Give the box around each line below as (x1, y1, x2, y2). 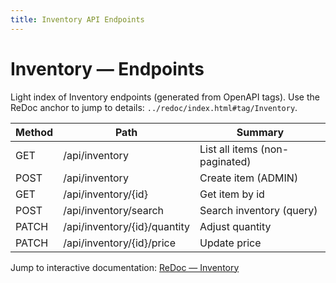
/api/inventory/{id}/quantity (63, 219, 191, 233)
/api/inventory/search (63, 203, 165, 217)
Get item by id (199, 187, 265, 201)
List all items (199, 142, 258, 156)
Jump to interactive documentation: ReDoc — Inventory (10, 261, 240, 273)
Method (15, 125, 54, 139)
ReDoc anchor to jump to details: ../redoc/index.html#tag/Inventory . (10, 101, 298, 113)
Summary (236, 125, 285, 139)
